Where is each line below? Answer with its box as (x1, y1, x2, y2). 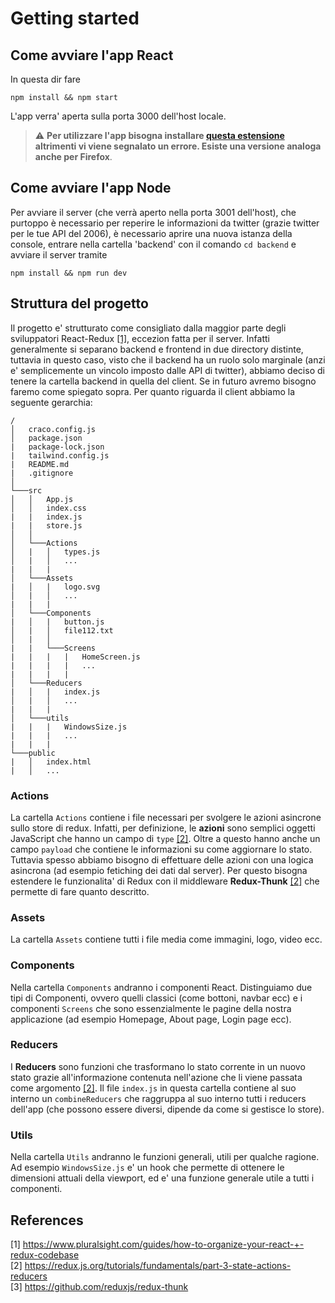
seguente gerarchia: (10, 396, 93, 408)
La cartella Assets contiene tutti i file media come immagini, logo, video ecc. (10, 933, 323, 946)
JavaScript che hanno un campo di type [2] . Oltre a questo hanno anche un (10, 832, 321, 844)
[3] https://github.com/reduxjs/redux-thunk (10, 1280, 189, 1292)
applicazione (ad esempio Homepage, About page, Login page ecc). (10, 1013, 292, 1025)
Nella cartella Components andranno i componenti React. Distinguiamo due (10, 981, 313, 993)
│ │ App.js (10, 494, 74, 504)
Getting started (10, 7, 140, 30)
